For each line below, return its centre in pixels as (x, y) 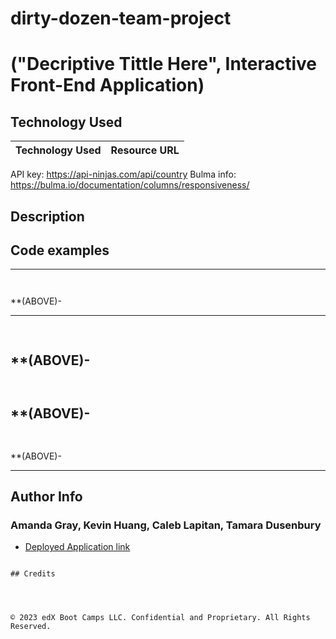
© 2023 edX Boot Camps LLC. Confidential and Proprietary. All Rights (160, 618)
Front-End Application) (107, 85)
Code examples (60, 250)
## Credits (33, 574)
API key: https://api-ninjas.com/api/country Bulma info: (123, 174)
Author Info (46, 497)
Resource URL (145, 150)
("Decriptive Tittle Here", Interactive (164, 64)
